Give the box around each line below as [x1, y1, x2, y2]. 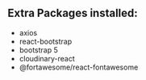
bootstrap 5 [19, 44, 58, 55]
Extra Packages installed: [7, 6, 138, 20]
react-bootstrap [19, 36, 73, 46]
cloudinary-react [19, 53, 75, 63]
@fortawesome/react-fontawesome [19, 62, 139, 72]
